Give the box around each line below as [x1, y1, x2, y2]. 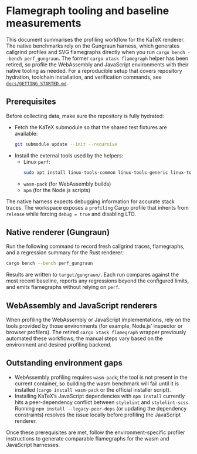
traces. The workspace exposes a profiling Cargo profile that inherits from [6, 204, 189, 211]
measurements [6, 16, 81, 30]
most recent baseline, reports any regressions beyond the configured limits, [6, 277, 189, 284]
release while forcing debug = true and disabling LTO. [6, 210, 137, 217]
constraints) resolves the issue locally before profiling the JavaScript [14, 411, 181, 418]
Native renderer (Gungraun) [6, 227, 110, 237]
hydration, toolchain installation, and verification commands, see [6, 73, 162, 80]
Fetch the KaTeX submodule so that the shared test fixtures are [14, 123, 167, 130]
